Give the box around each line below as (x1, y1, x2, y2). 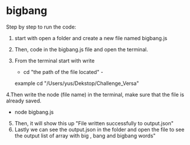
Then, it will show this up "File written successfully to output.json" (14, 119, 174, 126)
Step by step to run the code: (6, 23, 77, 30)
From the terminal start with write (14, 57, 95, 64)
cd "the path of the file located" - (23, 68, 103, 75)
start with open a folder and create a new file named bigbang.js (14, 34, 168, 41)
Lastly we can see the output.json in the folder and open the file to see (14, 126, 185, 133)
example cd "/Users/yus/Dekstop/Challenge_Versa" (14, 80, 139, 87)
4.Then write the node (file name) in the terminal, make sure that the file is (6, 91, 184, 98)
